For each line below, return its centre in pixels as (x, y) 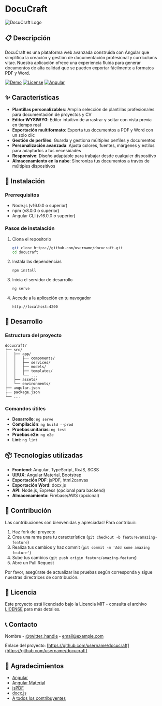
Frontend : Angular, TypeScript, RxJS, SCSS (55, 469)
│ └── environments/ (28, 384)
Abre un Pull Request (33, 562)
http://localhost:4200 (35, 307)
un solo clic (23, 135)
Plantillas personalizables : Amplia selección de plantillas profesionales (83, 109)
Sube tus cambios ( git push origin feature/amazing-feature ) (74, 557)
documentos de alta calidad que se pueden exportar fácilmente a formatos (80, 68)
